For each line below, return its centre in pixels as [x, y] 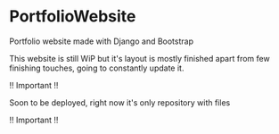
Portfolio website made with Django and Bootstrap [102, 41]
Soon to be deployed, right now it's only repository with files [120, 102]
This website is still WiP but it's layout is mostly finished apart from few [139, 58]
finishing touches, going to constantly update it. [97, 68]
